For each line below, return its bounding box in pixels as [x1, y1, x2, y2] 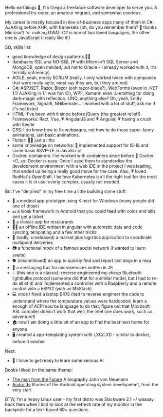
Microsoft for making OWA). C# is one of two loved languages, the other [5, 30, 150, 35]
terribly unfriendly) [12, 70, 50, 75]
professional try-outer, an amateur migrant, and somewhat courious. [5, 10, 142, 16]
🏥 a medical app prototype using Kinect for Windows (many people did [12, 198, 154, 203]
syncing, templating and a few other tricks [12, 229, 97, 235]
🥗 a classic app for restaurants [12, 219, 74, 224]
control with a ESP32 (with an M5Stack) [12, 286, 92, 291]
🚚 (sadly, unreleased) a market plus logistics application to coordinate [12, 235, 152, 240]
